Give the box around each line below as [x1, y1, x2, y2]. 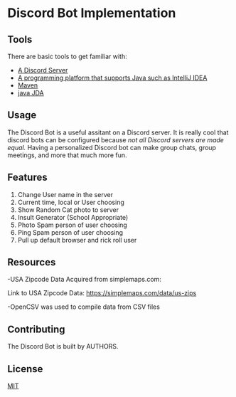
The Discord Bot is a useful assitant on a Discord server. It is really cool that [7, 128, 229, 137]
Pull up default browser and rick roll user [17, 235, 137, 244]
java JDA [17, 89, 44, 97]
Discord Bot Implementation [7, 5, 176, 21]
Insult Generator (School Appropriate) [17, 213, 129, 221]
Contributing [7, 323, 65, 335]
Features [7, 171, 48, 184]
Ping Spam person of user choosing [17, 228, 123, 236]
